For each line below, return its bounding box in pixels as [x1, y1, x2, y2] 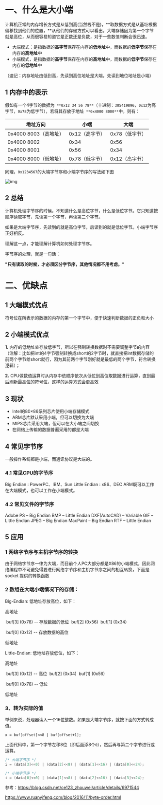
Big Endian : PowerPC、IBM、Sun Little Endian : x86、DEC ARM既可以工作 [5, 482, 154, 487]
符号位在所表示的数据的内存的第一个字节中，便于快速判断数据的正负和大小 [5, 315, 154, 320]
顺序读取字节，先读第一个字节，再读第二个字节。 [5, 214, 103, 220]
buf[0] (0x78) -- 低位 [6, 681, 48, 687]
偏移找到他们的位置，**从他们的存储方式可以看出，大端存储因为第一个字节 [5, 27, 154, 33]
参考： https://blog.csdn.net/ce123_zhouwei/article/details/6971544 [5, 785, 139, 790]
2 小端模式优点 [5, 330, 49, 338]
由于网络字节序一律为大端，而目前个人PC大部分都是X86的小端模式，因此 [5, 561, 151, 566]
